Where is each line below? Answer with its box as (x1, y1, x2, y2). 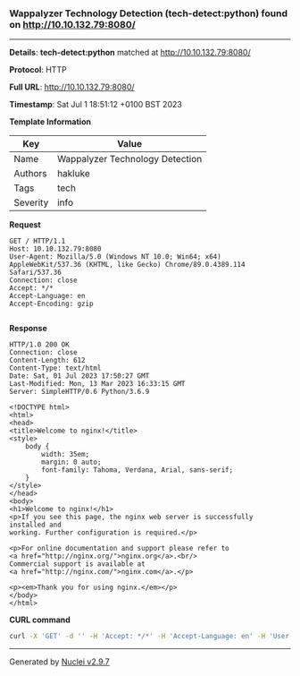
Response (9, 323, 47, 334)
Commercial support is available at (9, 560, 146, 569)
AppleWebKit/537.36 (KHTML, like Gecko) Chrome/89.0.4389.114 (9, 261, 246, 270)
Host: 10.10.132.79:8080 (9, 244, 102, 253)
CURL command (9, 614, 71, 625)
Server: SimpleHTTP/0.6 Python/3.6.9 (9, 388, 150, 397)
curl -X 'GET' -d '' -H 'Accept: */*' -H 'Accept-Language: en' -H (9, 632, 266, 641)
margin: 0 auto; (41, 458, 102, 467)
